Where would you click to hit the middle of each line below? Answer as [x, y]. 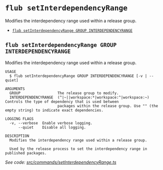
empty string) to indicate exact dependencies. [54, 110]
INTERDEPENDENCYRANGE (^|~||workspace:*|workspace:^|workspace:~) [80, 97]
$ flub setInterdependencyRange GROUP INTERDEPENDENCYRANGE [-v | [78, 76]
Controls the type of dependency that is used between [62, 101]
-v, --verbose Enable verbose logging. [51, 123]
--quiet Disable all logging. [52, 127]
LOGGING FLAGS [20, 119]
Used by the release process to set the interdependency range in [78, 149]
